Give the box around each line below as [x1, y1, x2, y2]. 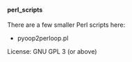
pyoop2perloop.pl [17, 34, 69, 43]
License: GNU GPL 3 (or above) [7, 48, 97, 56]
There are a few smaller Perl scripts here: [7, 21, 126, 29]
